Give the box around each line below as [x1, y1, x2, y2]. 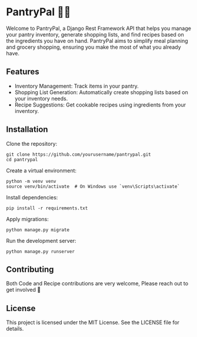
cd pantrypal [6, 156, 38, 162]
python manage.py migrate [6, 226, 69, 233]
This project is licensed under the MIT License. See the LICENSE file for [6, 319, 180, 326]
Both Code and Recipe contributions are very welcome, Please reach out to [6, 280, 189, 287]
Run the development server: [6, 237, 76, 244]
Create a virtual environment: [6, 167, 77, 174]
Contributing [6, 264, 54, 274]
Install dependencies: [6, 193, 58, 201]
